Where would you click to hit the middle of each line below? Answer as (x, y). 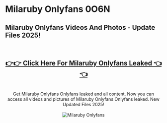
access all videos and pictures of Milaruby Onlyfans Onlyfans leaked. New (83, 99)
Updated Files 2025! (83, 104)
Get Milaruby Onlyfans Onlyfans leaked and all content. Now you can (83, 94)
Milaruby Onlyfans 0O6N (58, 9)
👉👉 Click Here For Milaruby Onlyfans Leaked (79, 63)
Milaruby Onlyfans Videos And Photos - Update (80, 28)
